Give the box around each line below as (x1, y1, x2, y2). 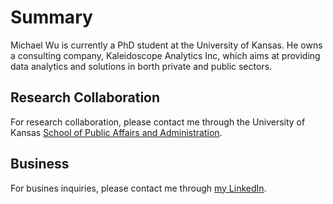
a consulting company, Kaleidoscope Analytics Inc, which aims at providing (10, 49, 321, 61)
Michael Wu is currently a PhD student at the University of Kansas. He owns (10, 39, 323, 51)
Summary (10, 6, 93, 29)
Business (10, 156, 70, 173)
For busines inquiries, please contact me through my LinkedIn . (10, 182, 267, 194)
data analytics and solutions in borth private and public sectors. (10, 60, 273, 72)
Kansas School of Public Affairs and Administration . (10, 126, 223, 138)
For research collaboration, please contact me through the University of (10, 116, 306, 128)
